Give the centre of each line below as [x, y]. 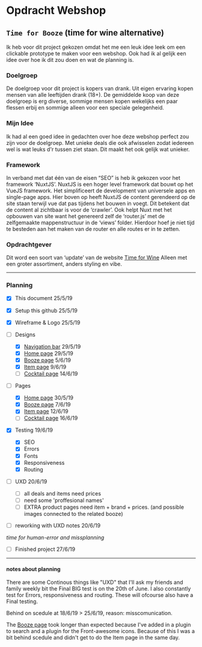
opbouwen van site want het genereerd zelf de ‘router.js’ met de [86, 216]
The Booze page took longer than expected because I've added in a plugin [99, 625]
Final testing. [22, 601]
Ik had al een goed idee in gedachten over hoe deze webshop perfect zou [98, 136]
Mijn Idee [20, 123]
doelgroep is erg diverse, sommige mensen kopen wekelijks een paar [92, 101]
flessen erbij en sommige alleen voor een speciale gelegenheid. [85, 108]
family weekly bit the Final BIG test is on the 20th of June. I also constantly [99, 589]
